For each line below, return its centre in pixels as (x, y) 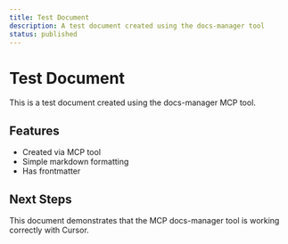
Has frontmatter (51, 171)
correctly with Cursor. (49, 230)
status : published (43, 34)
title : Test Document (49, 17)
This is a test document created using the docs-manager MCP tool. (133, 102)
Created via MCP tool (61, 152)
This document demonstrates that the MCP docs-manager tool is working (144, 220)
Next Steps (41, 199)
